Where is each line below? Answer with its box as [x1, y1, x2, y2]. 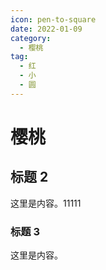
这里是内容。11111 [10, 197, 82, 209]
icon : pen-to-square [10, 14, 97, 25]
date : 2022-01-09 [10, 24, 83, 34]
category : [10, 33, 52, 43]
